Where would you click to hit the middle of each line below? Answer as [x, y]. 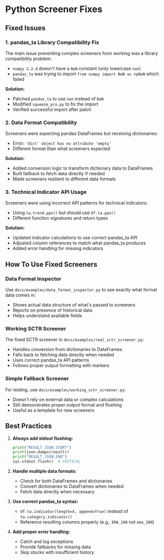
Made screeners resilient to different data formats [64, 179]
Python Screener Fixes [54, 9]
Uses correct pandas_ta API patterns [51, 360]
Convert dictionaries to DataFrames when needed [72, 486]
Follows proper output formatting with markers [61, 366]
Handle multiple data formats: [44, 471]
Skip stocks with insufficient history [57, 552]
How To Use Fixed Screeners [51, 264]
